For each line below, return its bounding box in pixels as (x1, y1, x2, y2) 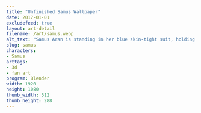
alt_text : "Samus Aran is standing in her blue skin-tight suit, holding (6, 36, 196, 42)
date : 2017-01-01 (6, 14, 50, 20)
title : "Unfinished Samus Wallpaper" (6, 8, 101, 15)
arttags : (6, 59, 28, 65)
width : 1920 (6, 81, 36, 87)
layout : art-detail (6, 25, 55, 32)
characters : (6, 48, 36, 54)
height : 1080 (6, 87, 39, 93)
